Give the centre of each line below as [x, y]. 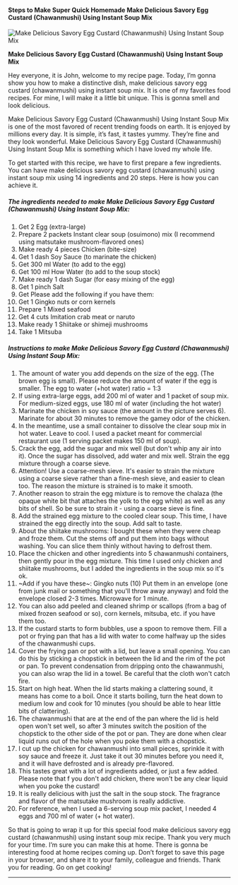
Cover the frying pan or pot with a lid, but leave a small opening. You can [124, 651]
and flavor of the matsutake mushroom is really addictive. [102, 801]
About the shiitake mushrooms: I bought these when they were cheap [119, 531]
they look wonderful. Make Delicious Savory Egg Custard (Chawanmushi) [115, 142]
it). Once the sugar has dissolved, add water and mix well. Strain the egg [124, 456]
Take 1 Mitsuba [40, 332]
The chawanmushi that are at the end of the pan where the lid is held [118, 719]
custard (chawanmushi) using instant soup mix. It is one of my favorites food [119, 90]
